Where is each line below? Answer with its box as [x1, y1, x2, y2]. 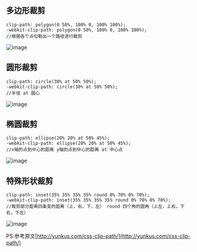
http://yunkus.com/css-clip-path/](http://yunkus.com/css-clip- [37, 232, 191, 240]
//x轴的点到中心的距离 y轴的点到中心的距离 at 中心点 [6, 147, 123, 153]
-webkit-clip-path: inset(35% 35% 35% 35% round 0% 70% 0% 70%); [6, 197, 171, 203]
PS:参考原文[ [6, 232, 37, 240]
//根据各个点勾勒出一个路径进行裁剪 [6, 33, 82, 39]
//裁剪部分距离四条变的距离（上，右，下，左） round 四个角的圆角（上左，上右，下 [6, 204, 185, 210]
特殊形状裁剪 [6, 176, 53, 186]
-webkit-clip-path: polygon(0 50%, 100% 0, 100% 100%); [6, 27, 147, 33]
